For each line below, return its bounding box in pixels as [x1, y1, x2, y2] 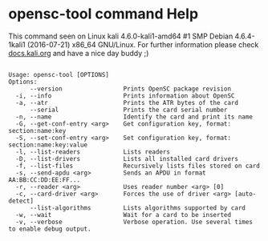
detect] [8, 197, 35, 205]
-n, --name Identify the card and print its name [15, 113, 253, 121]
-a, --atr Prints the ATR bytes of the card [15, 98, 239, 106]
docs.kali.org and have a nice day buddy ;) [8, 48, 149, 58]
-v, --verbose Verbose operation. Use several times [15, 218, 253, 226]
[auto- [234, 190, 257, 198]
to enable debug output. [8, 225, 91, 233]
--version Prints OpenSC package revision [29, 85, 231, 93]
